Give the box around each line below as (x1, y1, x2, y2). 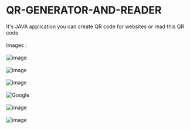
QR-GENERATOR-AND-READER (6, 4, 162, 17)
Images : (6, 42, 27, 49)
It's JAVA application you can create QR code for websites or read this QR (6, 23, 185, 30)
